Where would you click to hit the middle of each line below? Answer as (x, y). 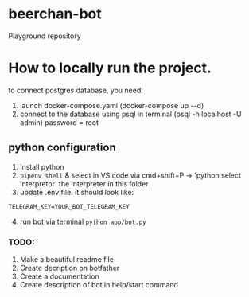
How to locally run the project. (110, 68)
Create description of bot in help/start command (99, 284)
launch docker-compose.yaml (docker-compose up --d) (112, 105)
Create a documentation (59, 276)
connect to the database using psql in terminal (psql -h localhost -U (130, 114)
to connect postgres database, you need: (76, 90)
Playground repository (45, 36)
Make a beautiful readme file (66, 259)
